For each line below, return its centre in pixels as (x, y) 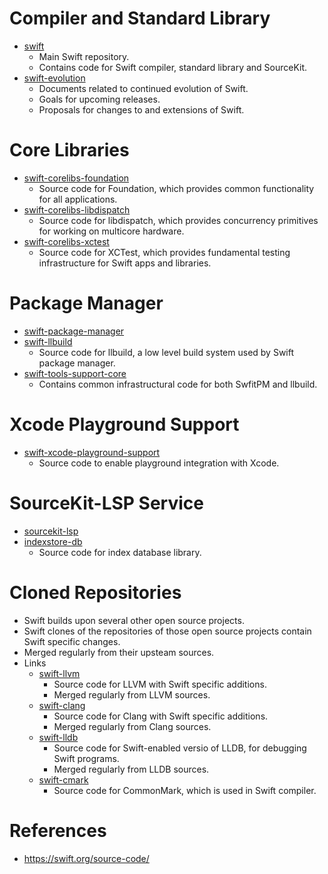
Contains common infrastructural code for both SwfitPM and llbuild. (178, 384)
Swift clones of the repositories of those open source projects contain (167, 631)
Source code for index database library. (120, 552)
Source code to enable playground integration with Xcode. (159, 463)
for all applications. (78, 199)
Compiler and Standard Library (140, 18)
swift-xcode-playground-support (92, 452)
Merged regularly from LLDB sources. (131, 769)
